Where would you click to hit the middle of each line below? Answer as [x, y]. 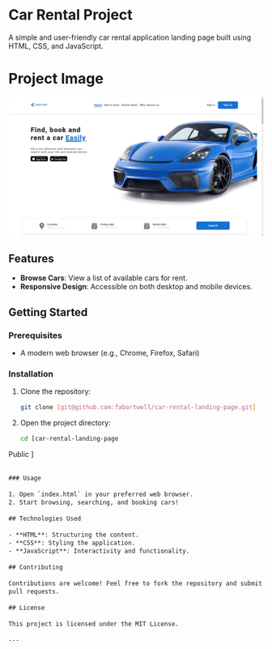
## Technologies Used [45, 519]
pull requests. [34, 592]
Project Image [56, 79]
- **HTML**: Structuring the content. [74, 535]
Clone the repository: [55, 391]
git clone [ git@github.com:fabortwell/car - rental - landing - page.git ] [138, 408]
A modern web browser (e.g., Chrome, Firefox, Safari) [110, 353]
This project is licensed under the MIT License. [94, 624]
